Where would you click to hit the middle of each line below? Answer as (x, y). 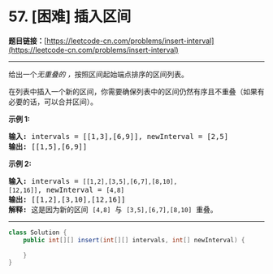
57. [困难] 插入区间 (70, 17)
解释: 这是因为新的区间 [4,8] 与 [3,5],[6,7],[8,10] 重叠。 (113, 209)
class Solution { (38, 233)
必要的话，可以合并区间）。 (53, 102)
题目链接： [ (28, 41)
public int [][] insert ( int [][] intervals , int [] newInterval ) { (134, 240)
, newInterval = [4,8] (81, 189)
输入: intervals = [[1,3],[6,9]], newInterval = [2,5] (119, 136)
